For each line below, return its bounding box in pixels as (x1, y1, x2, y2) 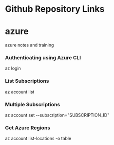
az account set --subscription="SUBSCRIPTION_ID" (5, 112, 110, 118)
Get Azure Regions (5, 124, 50, 131)
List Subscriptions (5, 77, 49, 84)
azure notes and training (5, 42, 54, 48)
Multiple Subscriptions (5, 101, 60, 108)
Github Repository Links (5, 3, 105, 15)
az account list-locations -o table (5, 136, 72, 142)
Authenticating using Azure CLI (5, 54, 81, 61)
